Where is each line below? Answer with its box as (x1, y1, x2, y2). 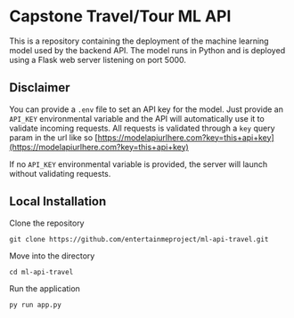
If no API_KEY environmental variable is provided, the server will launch (9, 158, 268, 170)
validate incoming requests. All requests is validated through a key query (9, 123, 275, 133)
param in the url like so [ (9, 131, 98, 143)
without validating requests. (9, 168, 111, 179)
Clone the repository (9, 218, 85, 228)
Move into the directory (9, 250, 95, 261)
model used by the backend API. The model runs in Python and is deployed (9, 44, 286, 55)
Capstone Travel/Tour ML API (9, 6, 232, 27)
